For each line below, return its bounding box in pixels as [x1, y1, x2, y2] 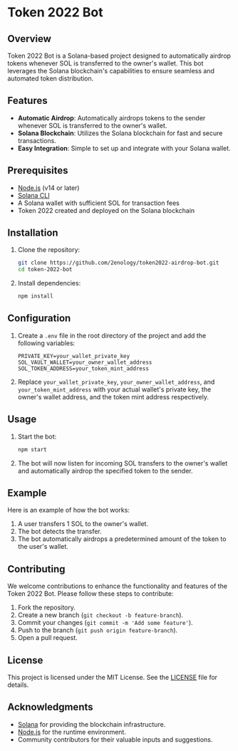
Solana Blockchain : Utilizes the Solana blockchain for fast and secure [17, 129, 223, 137]
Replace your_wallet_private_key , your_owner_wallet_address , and [17, 377, 215, 386]
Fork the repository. [17, 603, 76, 612]
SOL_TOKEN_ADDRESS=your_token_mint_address [17, 364, 150, 372]
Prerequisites [7, 164, 68, 177]
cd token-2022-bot [17, 266, 73, 273]
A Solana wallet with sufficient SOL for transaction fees [17, 199, 180, 207]
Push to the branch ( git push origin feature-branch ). [17, 626, 178, 634]
